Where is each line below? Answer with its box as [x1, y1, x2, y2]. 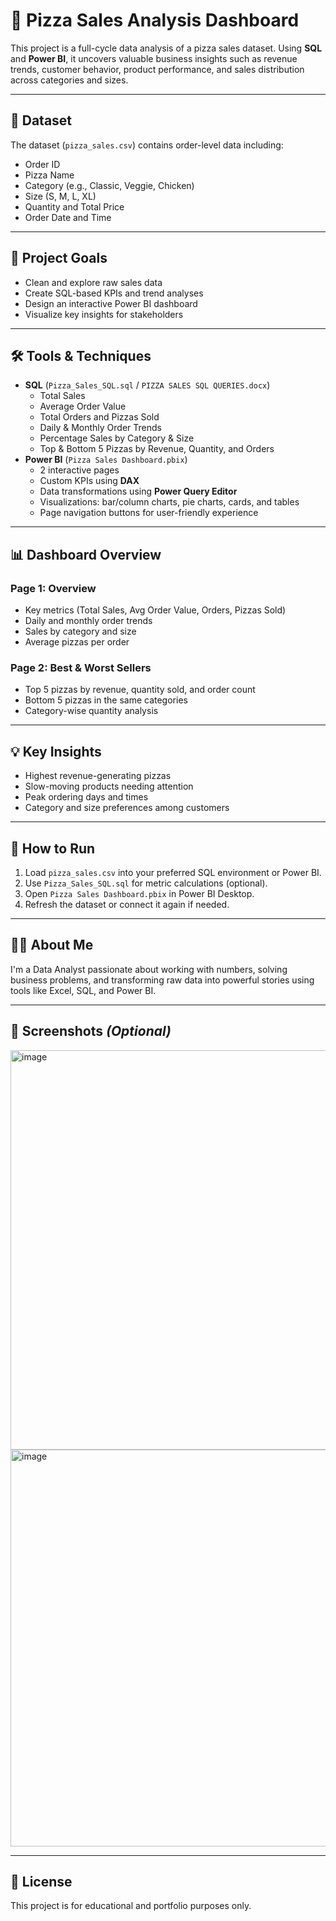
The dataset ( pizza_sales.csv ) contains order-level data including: [10, 139, 284, 151]
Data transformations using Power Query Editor [39, 485, 238, 498]
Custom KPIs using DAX [39, 475, 140, 487]
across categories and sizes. [10, 74, 129, 86]
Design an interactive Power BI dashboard [24, 297, 198, 309]
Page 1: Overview [10, 581, 97, 595]
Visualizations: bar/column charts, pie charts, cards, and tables [39, 496, 300, 508]
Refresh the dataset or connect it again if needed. [24, 898, 230, 910]
